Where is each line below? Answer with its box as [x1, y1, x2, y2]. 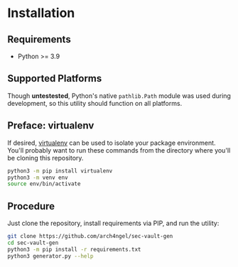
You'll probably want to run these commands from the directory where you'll [7, 146, 231, 154]
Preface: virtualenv [7, 119, 94, 132]
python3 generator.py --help [7, 252, 94, 260]
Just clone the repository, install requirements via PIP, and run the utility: [7, 219, 220, 228]
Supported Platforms [7, 72, 102, 85]
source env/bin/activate [7, 180, 81, 187]
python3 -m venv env [7, 174, 69, 181]
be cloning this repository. [7, 153, 84, 162]
